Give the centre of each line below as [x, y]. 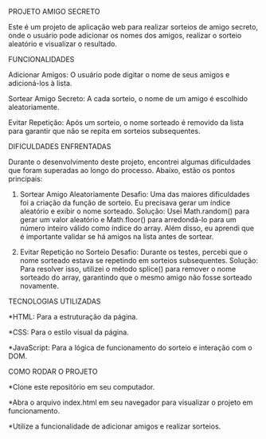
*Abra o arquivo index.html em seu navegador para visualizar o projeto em [131, 402]
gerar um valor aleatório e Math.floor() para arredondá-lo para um [128, 219]
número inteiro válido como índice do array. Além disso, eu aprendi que [137, 228]
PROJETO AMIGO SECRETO [54, 12]
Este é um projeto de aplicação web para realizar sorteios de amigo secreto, [133, 27]
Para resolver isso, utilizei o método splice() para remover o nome [128, 269]
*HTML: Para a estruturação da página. [73, 317]
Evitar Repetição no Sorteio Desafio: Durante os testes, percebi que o [134, 252]
